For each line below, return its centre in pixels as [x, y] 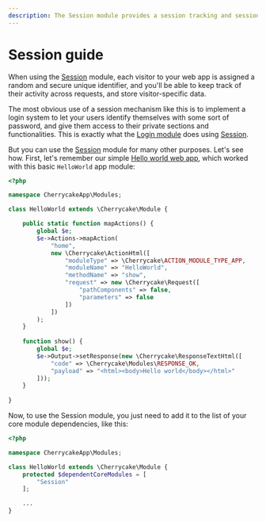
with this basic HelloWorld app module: [72, 166]
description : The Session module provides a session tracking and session [134, 15]
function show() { [53, 341]
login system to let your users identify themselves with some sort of [119, 117]
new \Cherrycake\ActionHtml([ [100, 253]
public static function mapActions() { [88, 224]
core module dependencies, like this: [68, 424]
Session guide [56, 54]
